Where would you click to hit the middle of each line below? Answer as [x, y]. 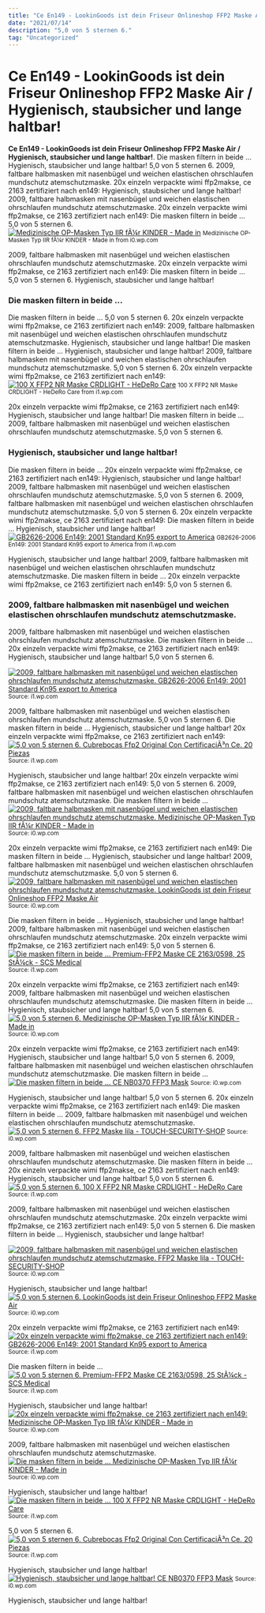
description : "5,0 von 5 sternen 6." [70, 30]
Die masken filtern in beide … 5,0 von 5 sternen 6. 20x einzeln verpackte [126, 317]
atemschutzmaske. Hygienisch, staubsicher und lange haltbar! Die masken [129, 343]
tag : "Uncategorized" [44, 38]
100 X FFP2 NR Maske [208, 385]
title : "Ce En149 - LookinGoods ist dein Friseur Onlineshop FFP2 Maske [130, 15]
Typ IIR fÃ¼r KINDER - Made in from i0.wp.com [95, 240]
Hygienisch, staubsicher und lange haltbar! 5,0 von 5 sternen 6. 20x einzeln [131, 1097]
